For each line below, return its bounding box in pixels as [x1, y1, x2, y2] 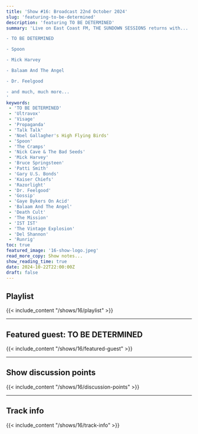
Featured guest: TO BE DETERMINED [6, 329, 143, 339]
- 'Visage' [8, 116, 35, 122]
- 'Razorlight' [8, 182, 46, 188]
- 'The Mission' [8, 214, 49, 221]
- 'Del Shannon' [8, 231, 49, 237]
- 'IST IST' [8, 220, 38, 226]
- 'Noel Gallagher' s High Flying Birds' [8, 132, 110, 138]
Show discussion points [6, 367, 96, 377]
